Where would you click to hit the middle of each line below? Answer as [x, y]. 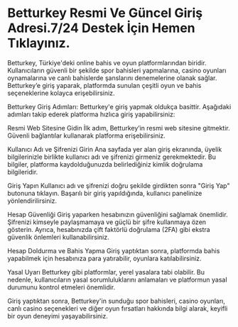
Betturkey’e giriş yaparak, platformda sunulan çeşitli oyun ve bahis [104, 85]
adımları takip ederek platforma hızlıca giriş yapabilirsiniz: [91, 114]
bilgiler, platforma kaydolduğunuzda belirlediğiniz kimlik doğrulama [105, 164]
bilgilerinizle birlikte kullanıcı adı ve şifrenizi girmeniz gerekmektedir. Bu [112, 157]
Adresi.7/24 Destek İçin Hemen [101, 28]
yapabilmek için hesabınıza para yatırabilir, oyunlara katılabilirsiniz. [104, 258]
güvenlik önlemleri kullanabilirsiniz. [59, 237]
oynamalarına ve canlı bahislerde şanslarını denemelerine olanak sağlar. [112, 78]
